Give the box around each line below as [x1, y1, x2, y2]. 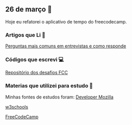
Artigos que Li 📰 [5, 31, 46, 38]
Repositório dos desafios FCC [5, 69, 68, 76]
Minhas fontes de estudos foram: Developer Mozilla [5, 94, 114, 100]
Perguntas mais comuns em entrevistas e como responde [5, 43, 126, 49]
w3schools [5, 104, 29, 110]
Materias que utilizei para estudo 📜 [5, 82, 93, 89]
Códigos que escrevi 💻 [5, 56, 64, 63]
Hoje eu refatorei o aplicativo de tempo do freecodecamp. [5, 18, 127, 24]
